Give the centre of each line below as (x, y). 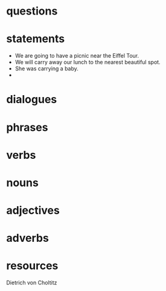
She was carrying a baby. (46, 69)
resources (32, 266)
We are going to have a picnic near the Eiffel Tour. (77, 56)
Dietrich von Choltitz (32, 283)
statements (36, 39)
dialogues (32, 100)
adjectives (33, 211)
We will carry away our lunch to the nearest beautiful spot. (88, 62)
